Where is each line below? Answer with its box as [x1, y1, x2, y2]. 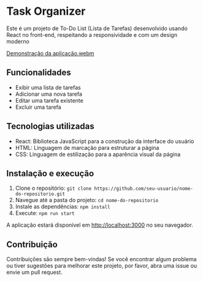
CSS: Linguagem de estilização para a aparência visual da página [15, 151, 181, 158]
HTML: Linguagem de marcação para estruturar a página [15, 144, 159, 151]
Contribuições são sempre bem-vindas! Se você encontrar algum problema [6, 256, 197, 263]
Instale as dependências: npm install [15, 203, 110, 210]
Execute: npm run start [15, 210, 75, 217]
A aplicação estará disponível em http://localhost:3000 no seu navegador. [6, 221, 193, 229]
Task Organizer [6, 4, 86, 18]
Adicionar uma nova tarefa [15, 90, 83, 98]
